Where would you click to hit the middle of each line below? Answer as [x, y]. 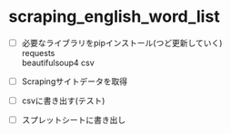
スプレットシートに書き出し [74, 120]
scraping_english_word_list [114, 17]
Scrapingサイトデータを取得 [75, 81]
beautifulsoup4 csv [58, 62]
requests [38, 53]
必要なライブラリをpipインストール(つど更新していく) [122, 43]
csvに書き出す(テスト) [63, 100]
